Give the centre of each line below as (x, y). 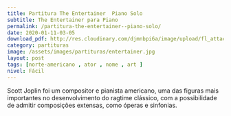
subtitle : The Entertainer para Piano (63, 20)
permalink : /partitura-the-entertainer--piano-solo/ (84, 26)
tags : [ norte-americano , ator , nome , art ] (75, 65)
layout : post (26, 58)
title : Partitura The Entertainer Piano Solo (75, 13)
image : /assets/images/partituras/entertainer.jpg (81, 52)
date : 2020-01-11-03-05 (41, 33)
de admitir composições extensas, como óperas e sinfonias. (92, 105)
